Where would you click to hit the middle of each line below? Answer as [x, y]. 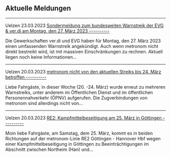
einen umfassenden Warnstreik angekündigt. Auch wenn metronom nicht [82, 46]
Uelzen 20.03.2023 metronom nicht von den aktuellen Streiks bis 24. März [83, 71]
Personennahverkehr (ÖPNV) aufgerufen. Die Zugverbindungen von [76, 98]
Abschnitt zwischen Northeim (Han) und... [49, 149]
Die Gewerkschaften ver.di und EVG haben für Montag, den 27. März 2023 [83, 41]
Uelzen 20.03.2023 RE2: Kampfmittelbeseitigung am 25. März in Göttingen [83, 118]
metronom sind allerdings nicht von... [44, 103]
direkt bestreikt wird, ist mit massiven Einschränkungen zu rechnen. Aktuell [84, 51]
